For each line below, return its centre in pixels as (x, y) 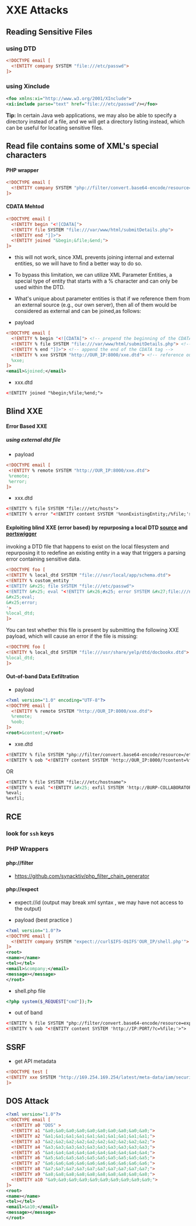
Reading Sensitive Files (49, 32)
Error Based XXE (27, 426)
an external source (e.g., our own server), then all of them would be (96, 305)
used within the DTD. (40, 287)
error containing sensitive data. (43, 559)
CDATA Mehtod (25, 207)
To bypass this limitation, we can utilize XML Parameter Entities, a (93, 275)
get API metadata (35, 1061)
